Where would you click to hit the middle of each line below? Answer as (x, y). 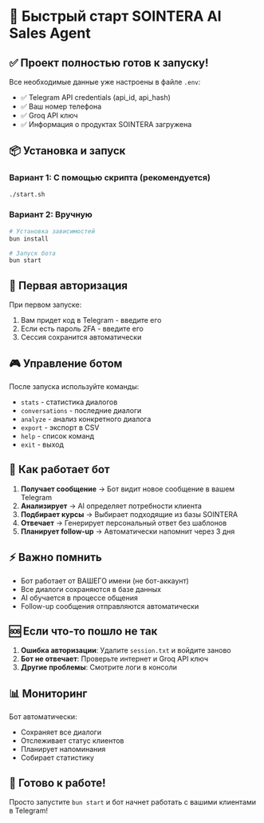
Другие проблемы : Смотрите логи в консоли (99, 667)
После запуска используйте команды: (74, 386)
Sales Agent (50, 33)
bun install (29, 239)
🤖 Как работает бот (59, 469)
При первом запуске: (45, 305)
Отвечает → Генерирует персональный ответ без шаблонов (124, 523)
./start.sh (27, 194)
